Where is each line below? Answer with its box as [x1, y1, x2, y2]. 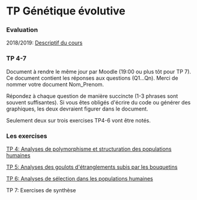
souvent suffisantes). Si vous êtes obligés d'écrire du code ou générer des [6, 98, 191, 106]
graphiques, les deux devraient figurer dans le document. [6, 105, 148, 112]
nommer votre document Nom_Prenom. [6, 80, 104, 88]
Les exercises [6, 132, 47, 140]
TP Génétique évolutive [6, 4, 126, 18]
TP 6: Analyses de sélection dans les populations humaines [6, 175, 153, 183]
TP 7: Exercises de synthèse [6, 187, 76, 194]
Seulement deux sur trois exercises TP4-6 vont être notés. [6, 117, 151, 124]
